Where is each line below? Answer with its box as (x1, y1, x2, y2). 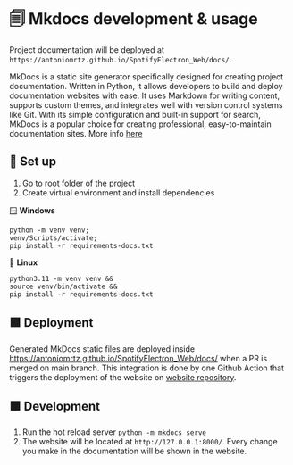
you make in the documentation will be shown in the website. (21, 445, 247, 457)
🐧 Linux (9, 257, 38, 268)
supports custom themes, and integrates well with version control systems (9, 99, 283, 110)
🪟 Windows (9, 204, 55, 216)
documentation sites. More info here (9, 128, 143, 138)
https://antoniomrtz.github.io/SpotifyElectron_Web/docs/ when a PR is (9, 353, 268, 363)
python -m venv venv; (9, 226, 90, 235)
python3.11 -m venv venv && (9, 274, 114, 283)
